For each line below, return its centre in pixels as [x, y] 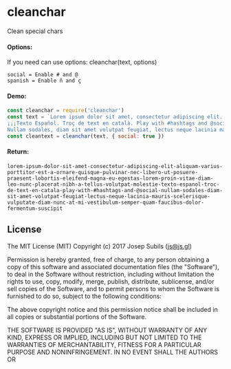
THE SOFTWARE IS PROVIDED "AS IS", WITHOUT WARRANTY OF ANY [107, 330]
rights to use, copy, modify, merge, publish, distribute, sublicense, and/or [111, 281]
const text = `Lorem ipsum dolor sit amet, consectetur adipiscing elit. [115, 117]
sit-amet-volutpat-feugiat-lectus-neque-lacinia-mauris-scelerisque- [109, 196]
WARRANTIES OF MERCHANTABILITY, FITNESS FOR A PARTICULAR [104, 344]
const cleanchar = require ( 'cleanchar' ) [66, 111]
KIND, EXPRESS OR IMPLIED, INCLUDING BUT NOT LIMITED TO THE [104, 337]
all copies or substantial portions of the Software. [77, 317]
